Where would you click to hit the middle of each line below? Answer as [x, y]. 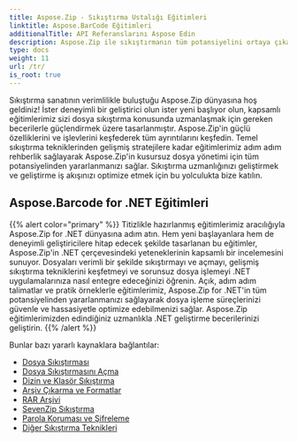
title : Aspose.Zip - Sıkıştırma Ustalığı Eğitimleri [108, 17]
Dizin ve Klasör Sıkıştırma [68, 380]
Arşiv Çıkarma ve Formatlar [72, 390]
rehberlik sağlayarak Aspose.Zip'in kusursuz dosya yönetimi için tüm [134, 156]
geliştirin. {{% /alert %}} [53, 327]
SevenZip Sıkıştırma [58, 408]
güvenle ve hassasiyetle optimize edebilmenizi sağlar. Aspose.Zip [128, 309]
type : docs [29, 50]
